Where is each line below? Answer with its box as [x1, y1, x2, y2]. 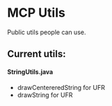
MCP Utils [7, 5, 66, 21]
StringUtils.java [7, 68, 54, 76]
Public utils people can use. [7, 28, 86, 36]
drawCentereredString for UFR [17, 83, 106, 91]
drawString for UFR [17, 91, 73, 99]
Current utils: [7, 48, 66, 60]
